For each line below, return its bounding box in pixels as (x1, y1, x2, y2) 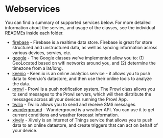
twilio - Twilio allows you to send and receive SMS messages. (12, 101, 137, 107)
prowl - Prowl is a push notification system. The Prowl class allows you (12, 86, 155, 92)
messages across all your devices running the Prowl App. (12, 96, 128, 102)
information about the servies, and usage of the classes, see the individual (5, 24, 155, 30)
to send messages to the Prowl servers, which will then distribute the (12, 91, 152, 97)
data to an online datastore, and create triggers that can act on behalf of (12, 122, 158, 128)
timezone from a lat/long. (12, 65, 63, 71)
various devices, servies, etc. (12, 50, 71, 56)
